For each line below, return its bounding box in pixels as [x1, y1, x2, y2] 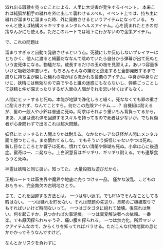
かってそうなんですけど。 [13, 229, 64, 235]
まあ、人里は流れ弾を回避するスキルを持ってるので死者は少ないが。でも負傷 [5, 115, 159, 121]
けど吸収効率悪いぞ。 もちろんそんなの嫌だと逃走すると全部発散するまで [9, 68, 156, 73]
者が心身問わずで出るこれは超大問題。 [5, 121, 82, 126]
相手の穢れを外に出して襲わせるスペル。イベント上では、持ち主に [26, 10, 158, 16]
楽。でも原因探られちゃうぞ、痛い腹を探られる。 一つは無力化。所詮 [5, 217, 143, 223]
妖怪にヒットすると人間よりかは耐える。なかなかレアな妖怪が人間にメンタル [5, 131, 158, 137]
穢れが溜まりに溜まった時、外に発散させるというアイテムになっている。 [5, 17, 149, 22]
